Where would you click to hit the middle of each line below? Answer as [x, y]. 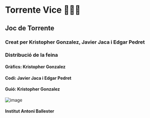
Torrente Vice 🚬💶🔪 [43, 10]
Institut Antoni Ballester [30, 111]
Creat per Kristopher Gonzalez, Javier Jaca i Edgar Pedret [75, 42]
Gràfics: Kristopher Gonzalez [35, 67]
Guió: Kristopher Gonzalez [32, 89]
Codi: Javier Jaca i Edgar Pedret [38, 78]
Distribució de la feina [32, 55]
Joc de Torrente [30, 28]
